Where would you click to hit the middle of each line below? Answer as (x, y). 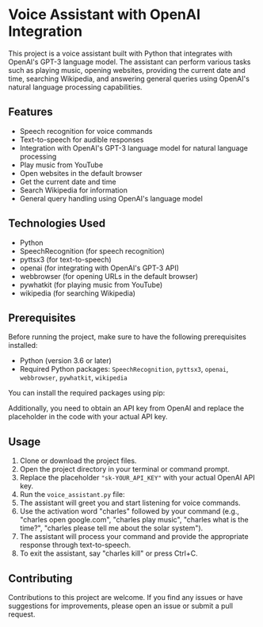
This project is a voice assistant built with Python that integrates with (120, 53)
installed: (23, 346)
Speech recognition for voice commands (86, 131)
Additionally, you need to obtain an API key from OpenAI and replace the (126, 408)
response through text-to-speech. (75, 545)
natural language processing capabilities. (75, 87)
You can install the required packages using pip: (87, 393)
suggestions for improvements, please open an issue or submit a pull (121, 606)
